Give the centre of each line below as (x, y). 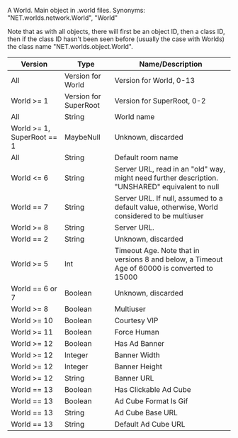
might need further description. (166, 178)
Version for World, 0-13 (155, 80)
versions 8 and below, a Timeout (169, 259)
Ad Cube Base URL (146, 412)
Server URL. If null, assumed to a (169, 198)
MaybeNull (82, 137)
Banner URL (134, 378)
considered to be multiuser (159, 216)
